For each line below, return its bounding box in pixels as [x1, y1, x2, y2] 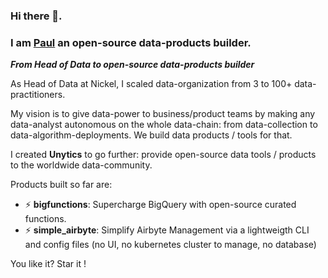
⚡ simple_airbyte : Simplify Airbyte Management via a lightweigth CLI [24, 224, 310, 236]
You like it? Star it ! [10, 258, 87, 270]
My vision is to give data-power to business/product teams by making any [10, 108, 316, 120]
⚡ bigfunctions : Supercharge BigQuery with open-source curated [24, 199, 297, 211]
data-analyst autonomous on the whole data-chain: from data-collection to [10, 119, 318, 131]
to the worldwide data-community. [10, 159, 153, 171]
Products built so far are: [10, 179, 113, 191]
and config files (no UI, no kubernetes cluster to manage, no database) [24, 239, 317, 251]
